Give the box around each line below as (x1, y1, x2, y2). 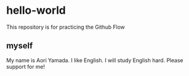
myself (6, 41, 33, 51)
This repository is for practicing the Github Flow (6, 23, 125, 31)
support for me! (6, 63, 45, 70)
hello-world (6, 4, 66, 17)
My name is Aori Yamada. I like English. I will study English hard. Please (6, 56, 184, 63)
